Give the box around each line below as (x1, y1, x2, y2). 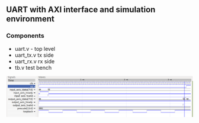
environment (6, 14, 54, 24)
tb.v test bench (14, 64, 52, 71)
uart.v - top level (14, 45, 55, 52)
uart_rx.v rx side (14, 57, 55, 64)
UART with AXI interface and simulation (6, 5, 156, 15)
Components (6, 32, 44, 40)
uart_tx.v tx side (14, 51, 54, 59)
